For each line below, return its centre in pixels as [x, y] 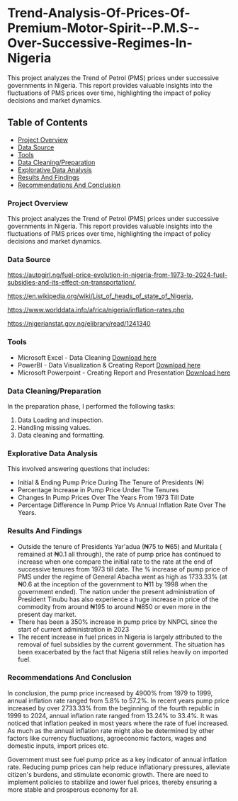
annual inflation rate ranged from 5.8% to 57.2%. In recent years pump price [118, 700]
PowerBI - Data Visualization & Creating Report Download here [109, 365]
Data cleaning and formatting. [61, 435]
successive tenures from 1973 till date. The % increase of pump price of [123, 569]
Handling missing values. [54, 427]
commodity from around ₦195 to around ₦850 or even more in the [114, 606]
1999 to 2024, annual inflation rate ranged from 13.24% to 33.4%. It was [113, 715]
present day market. [47, 614]
